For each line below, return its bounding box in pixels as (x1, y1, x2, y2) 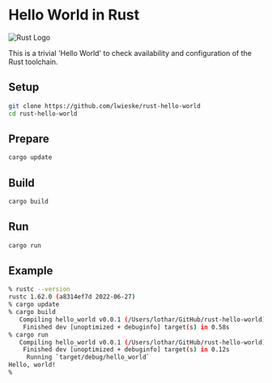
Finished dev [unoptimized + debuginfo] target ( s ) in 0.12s (23, 346, 230, 354)
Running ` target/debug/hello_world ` (26, 353, 151, 362)
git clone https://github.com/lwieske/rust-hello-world (8, 101, 201, 110)
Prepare (8, 131, 50, 145)
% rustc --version (8, 286, 70, 294)
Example (8, 264, 53, 278)
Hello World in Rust (8, 6, 140, 24)
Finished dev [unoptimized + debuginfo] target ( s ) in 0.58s (23, 323, 230, 331)
